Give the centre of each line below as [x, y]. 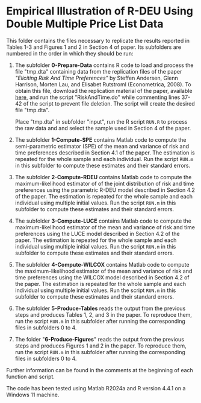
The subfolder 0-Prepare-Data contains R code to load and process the [104, 65]
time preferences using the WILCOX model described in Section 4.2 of [102, 277]
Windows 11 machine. [33, 395]
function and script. [31, 376]
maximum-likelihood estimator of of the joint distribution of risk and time [104, 183]
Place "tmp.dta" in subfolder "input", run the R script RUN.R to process [101, 121]
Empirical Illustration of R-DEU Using [100, 11]
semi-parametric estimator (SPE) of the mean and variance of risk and [102, 146]
